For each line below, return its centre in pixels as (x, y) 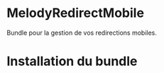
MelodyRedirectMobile (76, 13)
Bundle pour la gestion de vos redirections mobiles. (82, 33)
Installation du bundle (72, 61)
